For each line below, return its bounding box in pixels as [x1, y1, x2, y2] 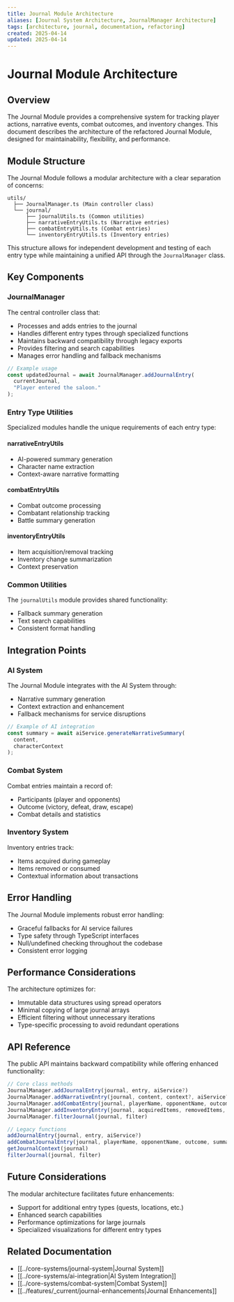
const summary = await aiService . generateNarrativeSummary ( [7, 730, 186, 737]
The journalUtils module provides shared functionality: [7, 595, 169, 605]
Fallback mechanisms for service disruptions [17, 709, 146, 718]
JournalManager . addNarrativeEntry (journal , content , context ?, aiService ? [7, 1094, 229, 1101]
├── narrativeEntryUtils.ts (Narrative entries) [25, 219, 170, 226]
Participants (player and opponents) [17, 795, 120, 804]
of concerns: [7, 181, 44, 189]
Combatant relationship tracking [17, 508, 110, 517]
